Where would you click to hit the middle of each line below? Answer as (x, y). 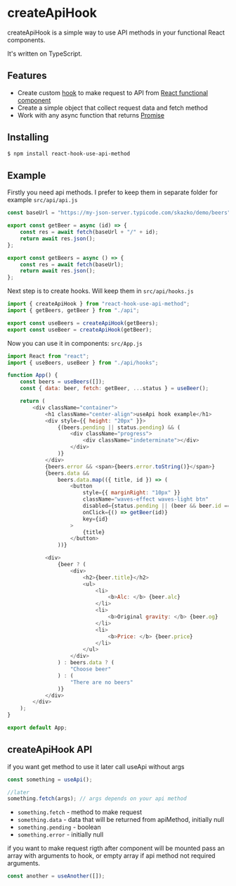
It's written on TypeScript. (45, 54)
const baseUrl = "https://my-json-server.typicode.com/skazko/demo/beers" (119, 213)
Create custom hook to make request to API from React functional (113, 92)
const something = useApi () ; (50, 780)
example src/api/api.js (42, 200)
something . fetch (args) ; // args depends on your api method (97, 799)
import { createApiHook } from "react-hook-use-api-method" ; (99, 304)
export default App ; (38, 728)
